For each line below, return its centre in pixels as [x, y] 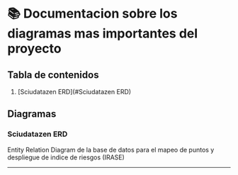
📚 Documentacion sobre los [92, 14]
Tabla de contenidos [53, 75]
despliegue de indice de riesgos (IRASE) [66, 157]
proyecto [34, 49]
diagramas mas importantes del [103, 34]
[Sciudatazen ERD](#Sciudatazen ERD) [74, 92]
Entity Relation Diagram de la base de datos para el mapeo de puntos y [111, 149]
